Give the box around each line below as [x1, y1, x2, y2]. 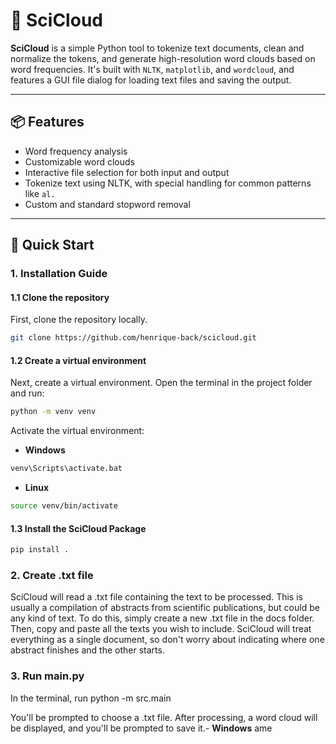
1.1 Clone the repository [10, 291, 110, 303]
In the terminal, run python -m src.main [10, 692, 172, 704]
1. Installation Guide [10, 267, 108, 281]
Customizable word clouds [24, 155, 136, 168]
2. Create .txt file [10, 568, 94, 582]
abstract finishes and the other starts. [10, 644, 165, 656]
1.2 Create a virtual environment [10, 354, 147, 366]
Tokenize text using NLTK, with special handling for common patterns [24, 177, 312, 189]
